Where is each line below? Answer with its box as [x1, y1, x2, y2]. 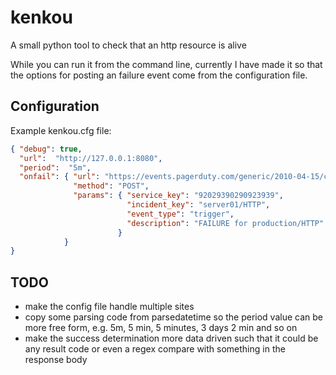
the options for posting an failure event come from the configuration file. [10, 69, 308, 81]
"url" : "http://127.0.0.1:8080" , [19, 153, 163, 163]
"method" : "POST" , [73, 181, 150, 191]
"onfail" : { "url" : [19, 172, 101, 182]
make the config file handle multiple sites [24, 301, 195, 313]
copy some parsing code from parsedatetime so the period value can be [24, 311, 323, 323]
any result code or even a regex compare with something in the [24, 343, 286, 355]
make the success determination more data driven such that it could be [24, 332, 319, 345]
